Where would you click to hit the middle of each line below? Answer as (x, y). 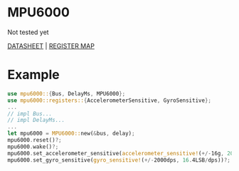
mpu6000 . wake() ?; (33, 147)
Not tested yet (28, 32)
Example (33, 75)
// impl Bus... (30, 114)
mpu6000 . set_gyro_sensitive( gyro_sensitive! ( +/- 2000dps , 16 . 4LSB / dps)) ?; (119, 160)
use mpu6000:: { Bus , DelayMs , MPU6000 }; (67, 93)
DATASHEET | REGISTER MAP (51, 46)
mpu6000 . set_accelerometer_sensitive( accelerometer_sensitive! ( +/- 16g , (116, 153)
